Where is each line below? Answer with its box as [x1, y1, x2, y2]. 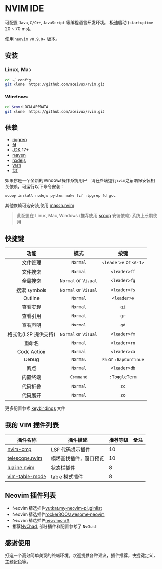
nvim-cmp [7, 446, 32, 453]
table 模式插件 [50, 473, 83, 480]
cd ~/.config [5, 77, 31, 82]
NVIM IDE [5, 3, 44, 14]
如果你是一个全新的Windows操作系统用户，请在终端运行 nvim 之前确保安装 [5, 178, 151, 183]
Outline [23, 295, 40, 302]
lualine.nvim [7, 464, 35, 471]
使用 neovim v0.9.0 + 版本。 [5, 36, 60, 42]
